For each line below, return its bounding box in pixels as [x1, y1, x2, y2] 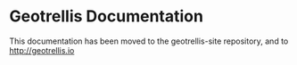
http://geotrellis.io [9, 45, 75, 55]
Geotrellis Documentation [9, 6, 203, 27]
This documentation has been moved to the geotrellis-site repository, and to [9, 36, 289, 46]
